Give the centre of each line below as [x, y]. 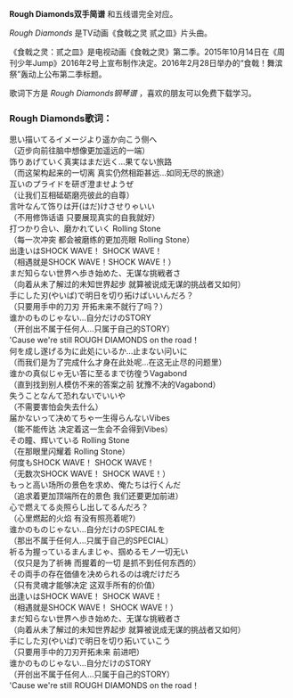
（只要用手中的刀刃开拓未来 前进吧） [77, 652]
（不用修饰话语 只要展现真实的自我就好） [85, 218]
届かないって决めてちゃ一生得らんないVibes [90, 418]
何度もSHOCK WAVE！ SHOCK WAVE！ [82, 463]
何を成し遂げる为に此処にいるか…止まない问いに [99, 351]
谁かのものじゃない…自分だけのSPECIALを [87, 530]
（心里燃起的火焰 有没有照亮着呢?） [75, 518]
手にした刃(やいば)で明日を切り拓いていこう [90, 641]
